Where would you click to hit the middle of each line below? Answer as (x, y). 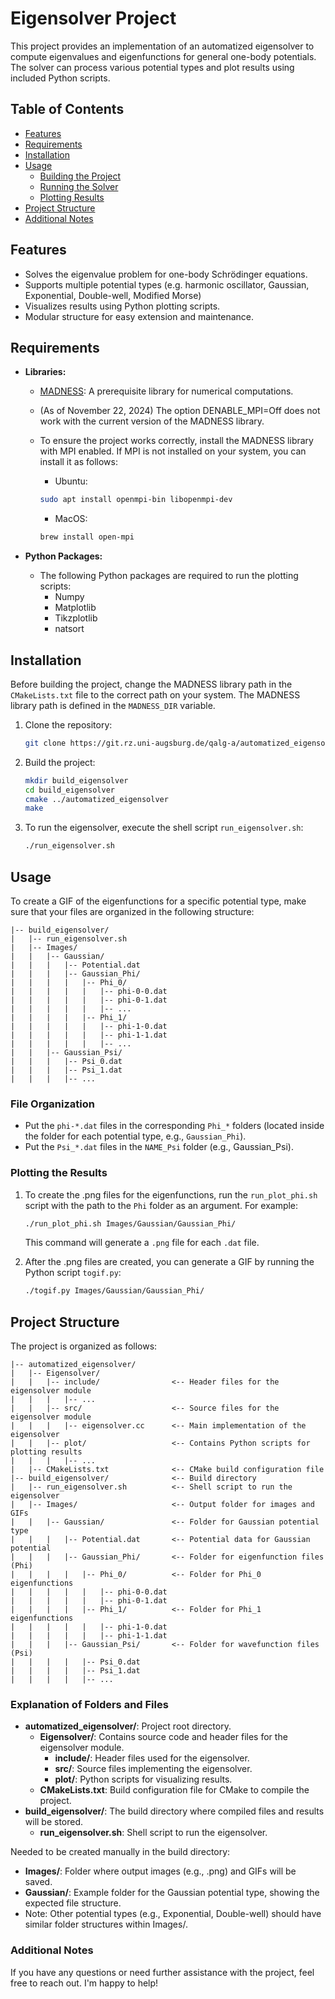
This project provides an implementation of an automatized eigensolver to (162, 46)
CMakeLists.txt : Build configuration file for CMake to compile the (174, 1790)
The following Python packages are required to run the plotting (169, 576)
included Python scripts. (60, 78)
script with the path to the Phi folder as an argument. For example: (161, 1205)
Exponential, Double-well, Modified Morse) (113, 295)
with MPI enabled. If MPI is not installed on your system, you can (173, 451)
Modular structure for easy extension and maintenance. (139, 316)
